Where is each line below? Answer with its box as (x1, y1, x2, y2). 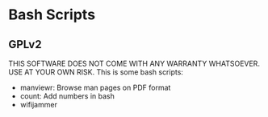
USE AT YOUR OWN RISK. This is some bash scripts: (8, 67, 184, 77)
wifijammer (19, 100, 58, 109)
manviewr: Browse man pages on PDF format (19, 83, 171, 92)
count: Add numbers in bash (19, 91, 115, 101)
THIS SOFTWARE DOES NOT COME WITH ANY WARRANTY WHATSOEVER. (8, 58, 261, 68)
